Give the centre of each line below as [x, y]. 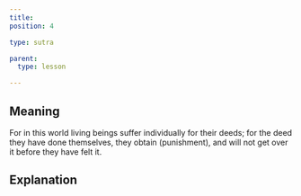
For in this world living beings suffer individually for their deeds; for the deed [151, 132]
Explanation [44, 180]
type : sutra [31, 42]
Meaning [35, 111]
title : [22, 18]
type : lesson [42, 67]
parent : [24, 58]
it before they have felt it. [56, 151]
